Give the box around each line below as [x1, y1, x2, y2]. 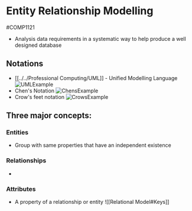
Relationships [6, 156, 47, 165]
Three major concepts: [6, 111, 92, 121]
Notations [6, 59, 43, 69]
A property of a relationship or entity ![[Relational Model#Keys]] [14, 199, 170, 206]
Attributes [6, 185, 36, 193]
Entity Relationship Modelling [6, 4, 154, 18]
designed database [14, 41, 62, 49]
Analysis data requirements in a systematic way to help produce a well [14, 35, 186, 42]
